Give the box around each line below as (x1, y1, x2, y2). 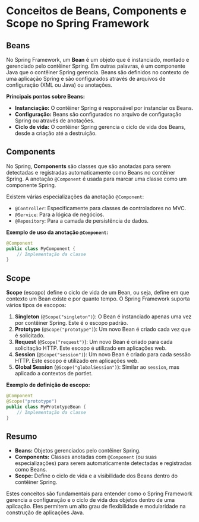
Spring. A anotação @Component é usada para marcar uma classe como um (6, 175, 187, 182)
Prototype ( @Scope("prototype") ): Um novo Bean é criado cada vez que (14, 325, 191, 333)
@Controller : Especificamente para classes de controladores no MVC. (14, 204, 187, 211)
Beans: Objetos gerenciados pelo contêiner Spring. (14, 447, 141, 454)
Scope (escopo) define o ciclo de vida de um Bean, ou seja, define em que (6, 289, 189, 296)
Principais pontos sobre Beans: (6, 93, 85, 100)
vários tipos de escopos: (6, 302, 67, 309)
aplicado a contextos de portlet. (14, 370, 93, 377)
